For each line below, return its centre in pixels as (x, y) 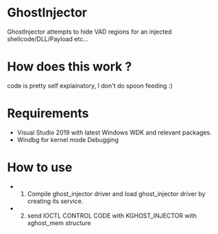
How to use (40, 167)
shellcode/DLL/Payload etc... (48, 38)
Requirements (48, 114)
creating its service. (55, 201)
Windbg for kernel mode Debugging (68, 139)
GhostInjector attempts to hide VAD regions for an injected (89, 32)
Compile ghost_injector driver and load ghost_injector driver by (116, 194)
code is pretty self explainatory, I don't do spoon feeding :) (90, 85)
